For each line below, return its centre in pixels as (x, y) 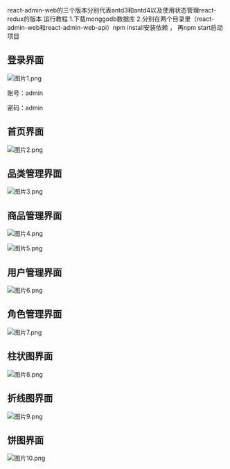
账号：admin (25, 93)
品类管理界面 (35, 174)
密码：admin (25, 108)
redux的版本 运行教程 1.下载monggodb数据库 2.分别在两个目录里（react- (111, 19)
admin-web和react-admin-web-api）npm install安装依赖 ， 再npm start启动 (115, 27)
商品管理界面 (35, 215)
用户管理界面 (35, 272)
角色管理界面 (35, 314)
